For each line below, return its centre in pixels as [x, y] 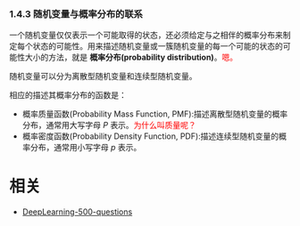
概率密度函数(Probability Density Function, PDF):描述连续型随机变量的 [150, 136]
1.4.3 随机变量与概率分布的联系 [76, 13]
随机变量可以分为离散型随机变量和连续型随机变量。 [103, 77]
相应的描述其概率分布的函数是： [68, 95]
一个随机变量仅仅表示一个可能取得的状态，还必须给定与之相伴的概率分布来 [146, 35]
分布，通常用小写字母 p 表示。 [86, 148]
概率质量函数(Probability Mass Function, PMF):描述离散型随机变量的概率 [155, 114]
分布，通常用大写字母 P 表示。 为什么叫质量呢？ [109, 125]
